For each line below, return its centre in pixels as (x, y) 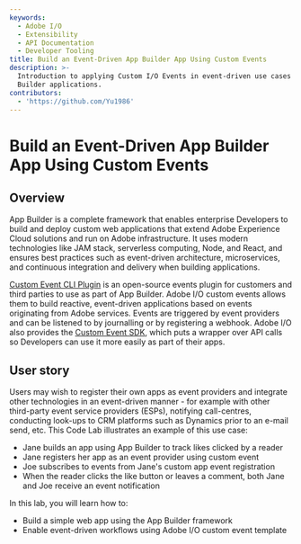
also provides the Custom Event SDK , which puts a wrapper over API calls (146, 333)
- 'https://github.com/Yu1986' (76, 101)
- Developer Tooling (56, 51)
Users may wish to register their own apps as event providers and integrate (148, 392)
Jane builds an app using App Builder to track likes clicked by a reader (152, 448)
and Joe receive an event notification (91, 486)
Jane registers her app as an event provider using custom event (141, 457)
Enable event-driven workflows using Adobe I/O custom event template (155, 531)
